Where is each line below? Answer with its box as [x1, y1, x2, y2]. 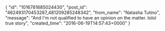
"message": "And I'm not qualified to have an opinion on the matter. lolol [5, 15, 156, 20]
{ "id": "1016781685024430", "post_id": [5, 4, 88, 10]
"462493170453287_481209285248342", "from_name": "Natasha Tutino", [5, 9, 160, 15]
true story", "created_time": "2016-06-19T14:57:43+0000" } [5, 20, 131, 26]
